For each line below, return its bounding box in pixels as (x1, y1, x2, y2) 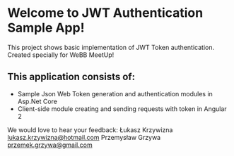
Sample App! (7, 20, 85, 36)
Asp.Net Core (17, 97, 58, 105)
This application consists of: (7, 71, 136, 83)
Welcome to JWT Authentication (7, 5, 204, 21)
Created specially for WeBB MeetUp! (7, 51, 115, 59)
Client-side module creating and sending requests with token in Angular (17, 104, 228, 113)
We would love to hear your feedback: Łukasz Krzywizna (7, 125, 173, 134)
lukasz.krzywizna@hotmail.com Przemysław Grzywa (7, 133, 161, 141)
